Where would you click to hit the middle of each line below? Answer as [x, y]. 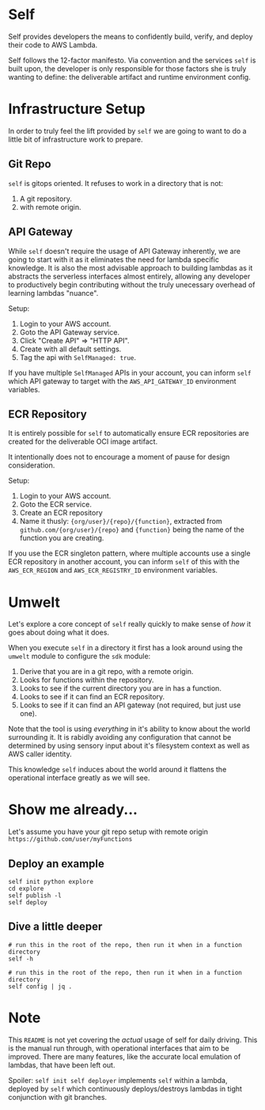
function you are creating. [62, 538]
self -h [21, 959]
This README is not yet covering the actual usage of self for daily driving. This [133, 1040]
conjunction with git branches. [58, 1097]
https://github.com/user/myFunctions [70, 839]
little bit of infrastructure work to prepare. [76, 139]
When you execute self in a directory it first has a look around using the [126, 648]
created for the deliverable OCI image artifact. [83, 441]
